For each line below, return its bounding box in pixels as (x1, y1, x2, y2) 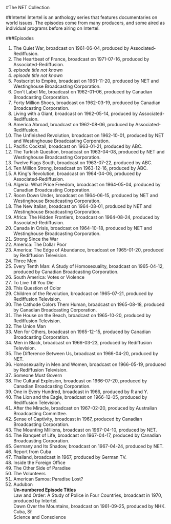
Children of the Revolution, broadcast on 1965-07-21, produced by (13, 290, 153, 297)
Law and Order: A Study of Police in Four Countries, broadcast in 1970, (13, 492, 163, 498)
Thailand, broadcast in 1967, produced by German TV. (13, 454, 127, 460)
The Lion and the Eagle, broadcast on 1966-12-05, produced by (13, 394, 147, 400)
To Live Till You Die (13, 280, 54, 285)
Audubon (13, 481, 33, 487)
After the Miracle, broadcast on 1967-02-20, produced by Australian (13, 405, 158, 411)
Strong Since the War (13, 236, 58, 242)
